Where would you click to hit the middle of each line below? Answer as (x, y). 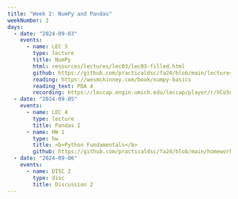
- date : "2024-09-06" (46, 158)
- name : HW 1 (45, 132)
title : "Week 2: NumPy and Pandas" (60, 14)
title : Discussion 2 (63, 184)
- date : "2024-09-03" (46, 34)
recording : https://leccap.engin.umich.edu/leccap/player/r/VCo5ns (134, 92)
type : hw (46, 138)
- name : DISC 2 (49, 171)
